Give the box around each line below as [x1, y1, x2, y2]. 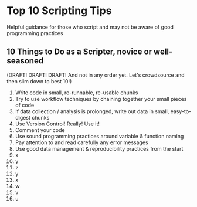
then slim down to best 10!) [6, 77, 72, 84]
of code [15, 101, 35, 108]
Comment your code [15, 126, 65, 133]
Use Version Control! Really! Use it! [15, 120, 100, 127]
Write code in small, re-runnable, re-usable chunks [15, 89, 138, 96]
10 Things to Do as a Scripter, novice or [6, 47, 152, 57]
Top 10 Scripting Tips [6, 4, 112, 18]
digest [15, 114, 31, 121]
